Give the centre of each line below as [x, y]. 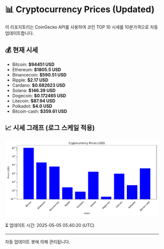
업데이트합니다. [20, 33]
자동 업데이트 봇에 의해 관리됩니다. [38, 242]
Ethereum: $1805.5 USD [37, 70]
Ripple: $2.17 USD [30, 80]
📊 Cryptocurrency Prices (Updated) [80, 10]
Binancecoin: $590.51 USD [39, 75]
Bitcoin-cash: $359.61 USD [40, 111]
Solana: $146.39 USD [34, 90]
